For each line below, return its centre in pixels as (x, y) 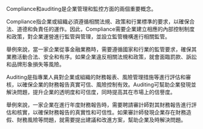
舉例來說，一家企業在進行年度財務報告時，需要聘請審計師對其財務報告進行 (99, 105)
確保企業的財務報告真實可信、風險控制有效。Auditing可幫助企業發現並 (109, 85)
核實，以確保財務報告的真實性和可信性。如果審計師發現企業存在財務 (101, 112)
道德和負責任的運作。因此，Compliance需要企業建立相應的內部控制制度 (106, 29)
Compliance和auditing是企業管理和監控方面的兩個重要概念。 (82, 9)
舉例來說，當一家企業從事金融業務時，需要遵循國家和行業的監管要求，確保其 (101, 49)
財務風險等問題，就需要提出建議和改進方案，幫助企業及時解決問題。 (101, 120)
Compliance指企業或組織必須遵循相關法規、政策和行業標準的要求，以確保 (98, 22)
